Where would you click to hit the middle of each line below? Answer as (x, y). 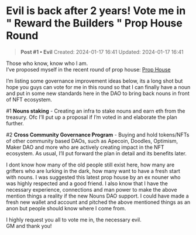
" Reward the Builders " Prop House (94, 23)
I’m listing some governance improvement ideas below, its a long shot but (94, 81)
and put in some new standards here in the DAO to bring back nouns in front (98, 93)
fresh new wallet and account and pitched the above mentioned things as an (98, 202)
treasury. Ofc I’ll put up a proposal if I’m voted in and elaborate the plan (92, 117)
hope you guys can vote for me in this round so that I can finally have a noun (98, 87)
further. (15, 123)
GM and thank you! (29, 226)
